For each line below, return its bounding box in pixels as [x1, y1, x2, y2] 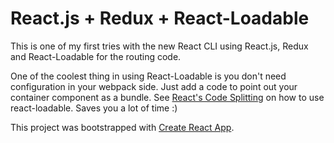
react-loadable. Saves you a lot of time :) [10, 102, 178, 114]
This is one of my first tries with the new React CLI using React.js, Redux [10, 40, 309, 52]
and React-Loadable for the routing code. [10, 50, 182, 62]
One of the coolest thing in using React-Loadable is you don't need [10, 70, 287, 82]
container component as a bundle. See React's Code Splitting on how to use [10, 91, 325, 103]
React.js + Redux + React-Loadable [10, 7, 310, 30]
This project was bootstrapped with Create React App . [10, 121, 235, 133]
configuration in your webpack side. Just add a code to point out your [10, 80, 298, 92]
